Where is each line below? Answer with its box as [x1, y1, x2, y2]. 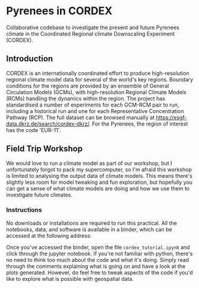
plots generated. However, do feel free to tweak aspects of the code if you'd [6, 269, 193, 276]
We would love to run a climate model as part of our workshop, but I [6, 159, 172, 167]
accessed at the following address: [6, 232, 92, 239]
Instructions [6, 206, 43, 214]
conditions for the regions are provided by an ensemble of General [6, 82, 169, 89]
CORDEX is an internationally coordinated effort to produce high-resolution [6, 70, 189, 77]
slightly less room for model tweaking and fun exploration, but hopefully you [6, 179, 193, 186]
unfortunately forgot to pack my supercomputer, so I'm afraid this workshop [6, 165, 192, 173]
